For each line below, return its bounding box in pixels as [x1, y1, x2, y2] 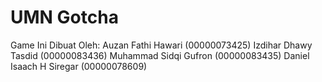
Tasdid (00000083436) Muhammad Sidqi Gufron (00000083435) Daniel [10, 49, 310, 61]
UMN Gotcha [10, 6, 119, 29]
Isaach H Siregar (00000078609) [10, 60, 148, 72]
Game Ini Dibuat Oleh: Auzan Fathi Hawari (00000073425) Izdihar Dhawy [10, 39, 313, 51]
